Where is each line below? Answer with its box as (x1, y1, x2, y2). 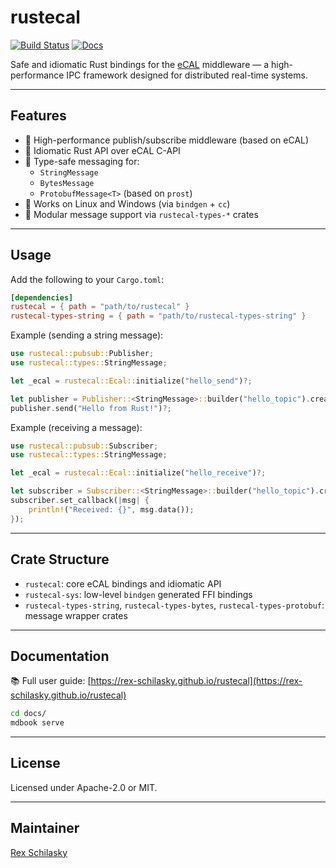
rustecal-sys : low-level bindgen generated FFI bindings (24, 588, 253, 600)
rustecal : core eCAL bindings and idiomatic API (24, 577, 222, 590)
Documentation (10, 647, 110, 665)
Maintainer (10, 820, 80, 837)
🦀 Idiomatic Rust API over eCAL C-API (24, 144, 181, 156)
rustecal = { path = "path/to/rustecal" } (10, 302, 190, 312)
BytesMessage (39, 178, 95, 188)
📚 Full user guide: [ (10, 675, 92, 687)
